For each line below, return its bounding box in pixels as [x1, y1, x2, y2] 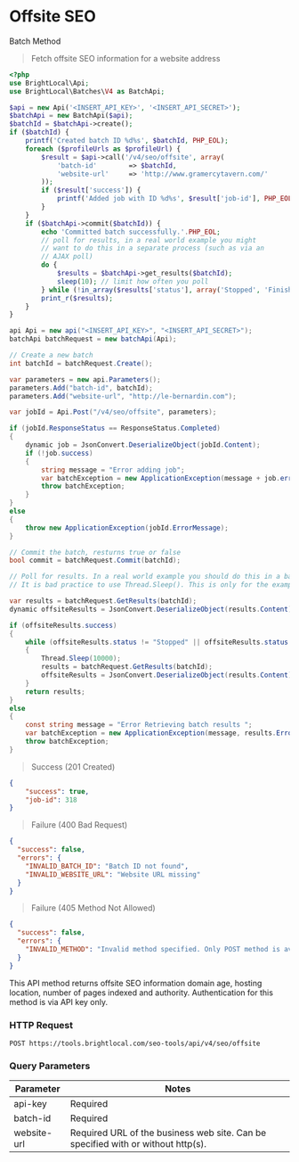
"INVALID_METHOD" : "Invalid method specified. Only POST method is [25, 945, 280, 954]
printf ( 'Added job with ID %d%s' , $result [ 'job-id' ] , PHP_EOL [56, 194, 293, 203]
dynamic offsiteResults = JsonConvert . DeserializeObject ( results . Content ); [9, 605, 296, 614]
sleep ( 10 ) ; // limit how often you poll [56, 276, 209, 286]
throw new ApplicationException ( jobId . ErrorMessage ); [25, 523, 229, 532]
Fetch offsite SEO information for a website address [30, 53, 221, 63]
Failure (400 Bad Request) [30, 820, 128, 830]
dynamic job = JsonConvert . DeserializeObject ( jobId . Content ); [25, 441, 261, 449]
